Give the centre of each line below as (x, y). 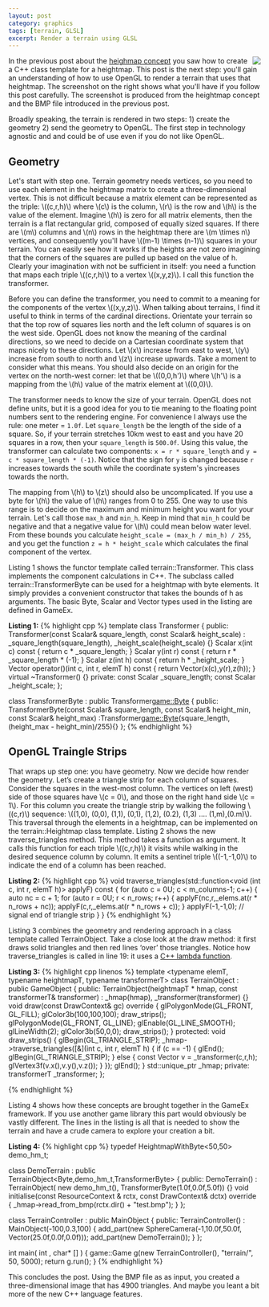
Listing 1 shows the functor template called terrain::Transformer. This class (131, 568)
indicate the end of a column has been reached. (87, 865)
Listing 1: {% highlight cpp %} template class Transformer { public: (118, 626)
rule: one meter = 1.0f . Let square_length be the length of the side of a (125, 426)
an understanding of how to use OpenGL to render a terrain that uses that (129, 78)
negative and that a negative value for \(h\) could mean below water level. (130, 526)
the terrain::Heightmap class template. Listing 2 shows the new (112, 831)
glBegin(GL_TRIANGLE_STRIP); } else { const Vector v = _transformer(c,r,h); (133, 1056)
